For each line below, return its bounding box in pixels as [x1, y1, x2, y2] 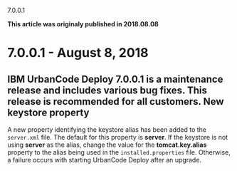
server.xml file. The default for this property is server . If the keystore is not [7, 133, 228, 141]
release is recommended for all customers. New [7, 95, 224, 108]
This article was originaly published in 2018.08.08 [7, 20, 159, 28]
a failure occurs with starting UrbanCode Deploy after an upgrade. [7, 156, 201, 164]
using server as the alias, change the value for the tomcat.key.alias [7, 140, 207, 149]
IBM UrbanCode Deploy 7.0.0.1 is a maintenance [7, 73, 223, 85]
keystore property [7, 106, 90, 118]
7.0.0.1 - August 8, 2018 [7, 45, 149, 61]
